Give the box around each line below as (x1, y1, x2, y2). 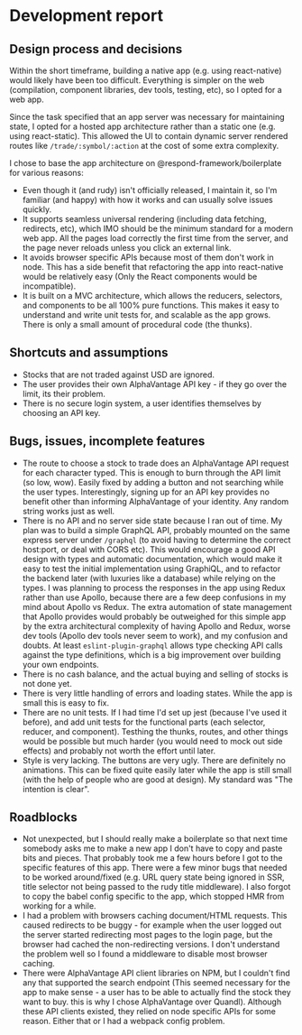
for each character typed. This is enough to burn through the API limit (22, 467, 281, 478)
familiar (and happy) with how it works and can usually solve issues (22, 195, 273, 205)
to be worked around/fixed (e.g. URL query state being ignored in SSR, (22, 872, 286, 883)
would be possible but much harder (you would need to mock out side (22, 735, 283, 746)
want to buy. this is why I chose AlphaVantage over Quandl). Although (22, 996, 282, 1007)
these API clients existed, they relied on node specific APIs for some (22, 1006, 277, 1017)
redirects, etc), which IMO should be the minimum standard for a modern (22, 223, 294, 234)
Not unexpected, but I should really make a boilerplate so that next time (22, 834, 288, 845)
